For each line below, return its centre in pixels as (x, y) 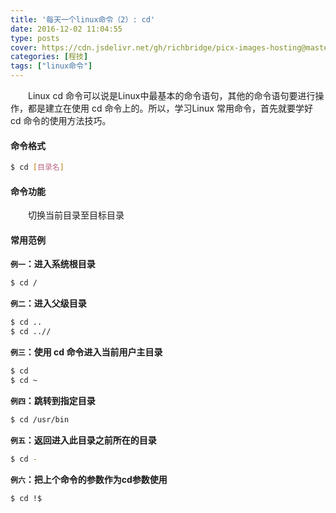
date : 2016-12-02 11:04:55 (66, 29)
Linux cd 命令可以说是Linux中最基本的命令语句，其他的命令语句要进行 (171, 95)
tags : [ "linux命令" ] (51, 66)
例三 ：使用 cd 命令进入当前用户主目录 (86, 352)
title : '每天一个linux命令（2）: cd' (83, 19)
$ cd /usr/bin (40, 419)
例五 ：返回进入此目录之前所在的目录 (83, 440)
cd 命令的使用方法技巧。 (61, 120)
